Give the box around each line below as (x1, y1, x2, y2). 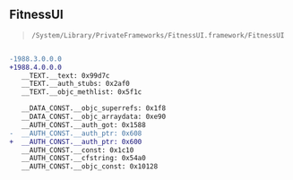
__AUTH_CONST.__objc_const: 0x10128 (21, 162, 159, 171)
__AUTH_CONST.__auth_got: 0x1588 (21, 120, 146, 129)
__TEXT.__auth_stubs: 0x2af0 (21, 80, 130, 89)
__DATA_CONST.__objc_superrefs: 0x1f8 (21, 104, 167, 113)
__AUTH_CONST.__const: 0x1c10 (21, 145, 134, 155)
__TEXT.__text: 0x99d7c (21, 71, 110, 80)
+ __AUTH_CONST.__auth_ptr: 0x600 (9, 137, 142, 146)
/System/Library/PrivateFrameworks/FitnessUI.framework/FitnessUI (30, 30, 285, 39)
